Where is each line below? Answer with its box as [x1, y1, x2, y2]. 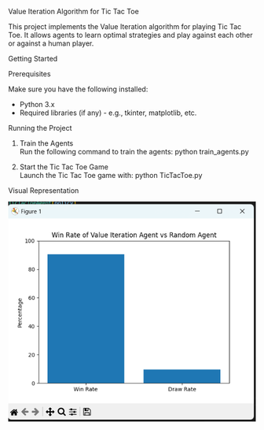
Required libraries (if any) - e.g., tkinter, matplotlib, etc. [19, 108, 197, 117]
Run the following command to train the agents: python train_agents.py [19, 147, 249, 156]
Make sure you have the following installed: [8, 84, 148, 94]
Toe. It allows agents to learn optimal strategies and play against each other [8, 31, 253, 39]
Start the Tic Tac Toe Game [19, 162, 108, 172]
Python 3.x [19, 100, 55, 109]
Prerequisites [8, 69, 51, 78]
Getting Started [8, 54, 58, 63]
